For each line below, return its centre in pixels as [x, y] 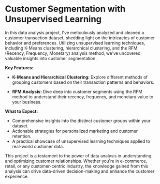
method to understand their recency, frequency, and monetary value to [83, 97]
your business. [27, 102]
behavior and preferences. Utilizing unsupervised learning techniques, [75, 43]
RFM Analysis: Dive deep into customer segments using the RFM [77, 92]
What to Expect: [22, 111]
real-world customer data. [38, 146]
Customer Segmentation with [65, 9]
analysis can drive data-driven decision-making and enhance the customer [80, 171]
